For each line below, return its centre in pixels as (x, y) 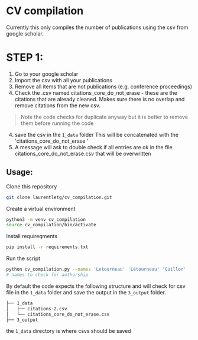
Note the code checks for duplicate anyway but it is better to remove (104, 117)
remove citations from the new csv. (57, 105)
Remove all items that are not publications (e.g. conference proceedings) (103, 86)
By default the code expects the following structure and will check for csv (96, 286)
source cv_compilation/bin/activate (51, 225)
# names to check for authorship (47, 275)
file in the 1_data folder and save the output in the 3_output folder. (86, 292)
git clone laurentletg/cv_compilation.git (59, 197)
